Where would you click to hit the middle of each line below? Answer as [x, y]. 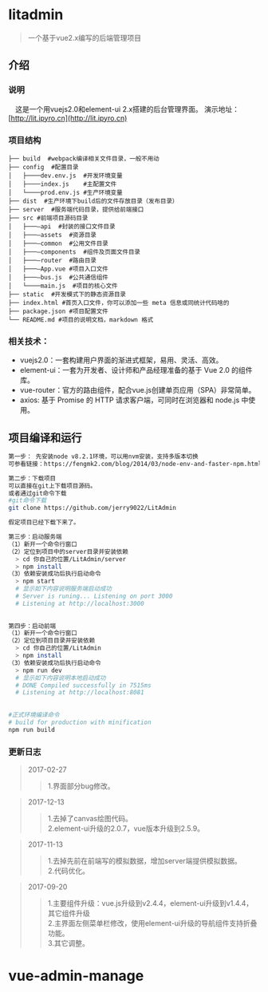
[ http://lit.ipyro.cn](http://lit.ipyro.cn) [68, 118]
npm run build [32, 729]
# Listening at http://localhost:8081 [80, 693]
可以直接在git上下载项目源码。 [53, 486]
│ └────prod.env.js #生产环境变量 [65, 192]
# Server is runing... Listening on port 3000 [94, 596]
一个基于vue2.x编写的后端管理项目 [85, 38]
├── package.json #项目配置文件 [59, 311]
